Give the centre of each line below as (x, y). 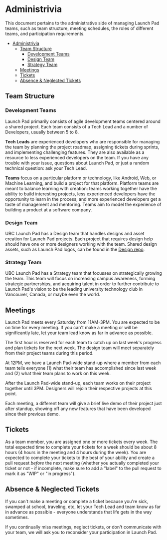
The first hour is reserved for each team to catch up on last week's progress (83, 343)
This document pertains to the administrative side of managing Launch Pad (82, 23)
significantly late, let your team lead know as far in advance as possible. (79, 333)
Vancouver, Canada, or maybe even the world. (53, 294)
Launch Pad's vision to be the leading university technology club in (74, 289)
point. (11, 394)
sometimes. (17, 517)
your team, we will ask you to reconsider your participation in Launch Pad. (81, 532)
